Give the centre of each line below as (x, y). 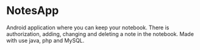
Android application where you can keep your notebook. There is (88, 27)
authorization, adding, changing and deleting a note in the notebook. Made (100, 34)
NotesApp (33, 11)
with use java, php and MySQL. (45, 40)
